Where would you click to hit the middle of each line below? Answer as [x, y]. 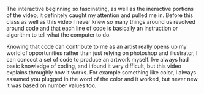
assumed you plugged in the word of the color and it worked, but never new [102, 79]
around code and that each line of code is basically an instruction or [92, 28]
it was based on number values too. [51, 85]
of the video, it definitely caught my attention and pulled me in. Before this [100, 15]
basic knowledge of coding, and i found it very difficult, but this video [94, 66]
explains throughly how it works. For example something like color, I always [101, 72]
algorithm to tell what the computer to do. [59, 35]
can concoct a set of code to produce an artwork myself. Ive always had [97, 60]
